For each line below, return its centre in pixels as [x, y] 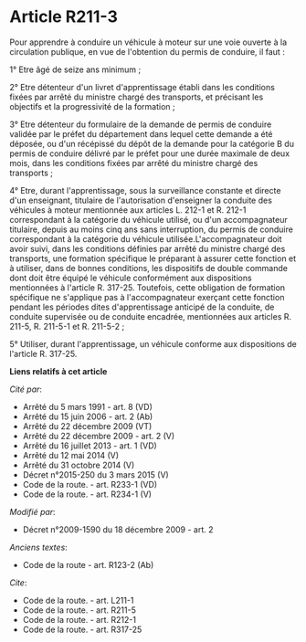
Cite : [18, 583]
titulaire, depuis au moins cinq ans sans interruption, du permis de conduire [152, 229]
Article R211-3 [64, 17]
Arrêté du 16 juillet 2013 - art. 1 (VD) [90, 446]
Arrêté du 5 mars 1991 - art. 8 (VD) [87, 406]
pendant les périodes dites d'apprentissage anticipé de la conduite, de [142, 307]
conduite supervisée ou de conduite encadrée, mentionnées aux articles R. [151, 316]
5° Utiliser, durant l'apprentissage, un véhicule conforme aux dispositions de [153, 343]
